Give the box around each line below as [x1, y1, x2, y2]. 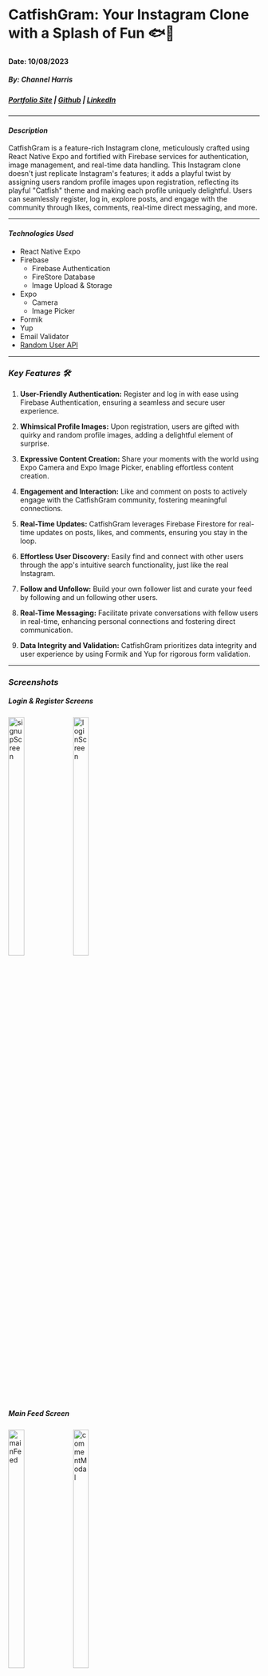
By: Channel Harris [8, 74, 73, 85]
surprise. [19, 438, 49, 448]
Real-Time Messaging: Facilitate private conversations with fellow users [19, 608, 258, 618]
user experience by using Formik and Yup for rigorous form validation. [19, 649, 251, 658]
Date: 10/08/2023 [8, 56, 69, 66]
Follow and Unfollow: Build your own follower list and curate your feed [19, 584, 253, 594]
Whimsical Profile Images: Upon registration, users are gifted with [19, 422, 239, 431]
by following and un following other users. [19, 592, 158, 602]
